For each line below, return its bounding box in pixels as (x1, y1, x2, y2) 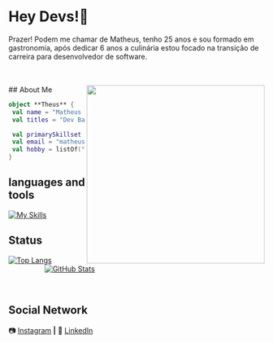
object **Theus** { (8, 100, 75, 108)
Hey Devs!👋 (8, 7, 89, 26)
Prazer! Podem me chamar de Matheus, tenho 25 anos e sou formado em (8, 34, 254, 44)
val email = (11, 138, 53, 146)
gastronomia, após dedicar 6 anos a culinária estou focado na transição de (8, 42, 259, 52)
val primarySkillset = (11, 130, 89, 139)
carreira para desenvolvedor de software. (8, 51, 148, 61)
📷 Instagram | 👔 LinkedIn (8, 325, 93, 335)
